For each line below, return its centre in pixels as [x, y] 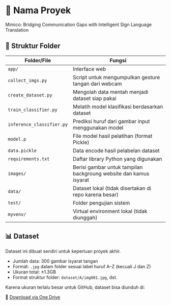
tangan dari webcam [97, 84]
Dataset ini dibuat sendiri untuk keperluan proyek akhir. [63, 251]
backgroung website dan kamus [111, 173]
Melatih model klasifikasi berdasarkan [118, 107]
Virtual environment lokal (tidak [110, 211]
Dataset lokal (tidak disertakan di [112, 188]
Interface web [90, 69]
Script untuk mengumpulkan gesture [117, 77]
